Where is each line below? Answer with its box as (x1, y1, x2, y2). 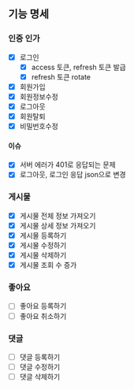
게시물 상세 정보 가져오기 (19, 220, 96, 230)
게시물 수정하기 (19, 241, 67, 250)
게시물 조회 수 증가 (19, 261, 77, 270)
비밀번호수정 (19, 121, 59, 132)
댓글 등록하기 (19, 352, 61, 361)
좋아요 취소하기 (19, 311, 67, 320)
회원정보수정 (19, 91, 59, 101)
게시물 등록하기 (19, 231, 67, 240)
